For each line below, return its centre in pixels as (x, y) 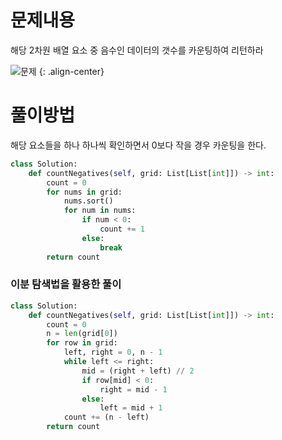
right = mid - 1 (133, 389)
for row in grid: (82, 343)
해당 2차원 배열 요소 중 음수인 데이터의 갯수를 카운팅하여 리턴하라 (137, 50)
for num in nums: (100, 211)
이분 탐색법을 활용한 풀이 (66, 284)
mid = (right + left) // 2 (138, 371)
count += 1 (122, 229)
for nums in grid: (84, 192)
